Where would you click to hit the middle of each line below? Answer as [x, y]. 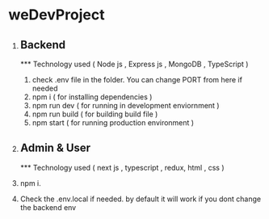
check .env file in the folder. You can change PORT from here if [137, 80]
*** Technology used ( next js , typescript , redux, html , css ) [122, 167]
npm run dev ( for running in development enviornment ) [126, 105]
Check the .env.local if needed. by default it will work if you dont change [140, 199]
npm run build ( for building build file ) [95, 114]
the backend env [48, 207]
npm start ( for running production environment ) [113, 122]
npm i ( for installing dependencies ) [92, 97]
